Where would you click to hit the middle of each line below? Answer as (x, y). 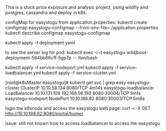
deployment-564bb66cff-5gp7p (38, 58)
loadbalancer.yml (23, 73)
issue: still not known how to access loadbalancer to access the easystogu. (83, 123)
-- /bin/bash (85, 58)
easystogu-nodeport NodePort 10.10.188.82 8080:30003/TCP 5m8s (75, 98)
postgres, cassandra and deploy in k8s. (46, 13)
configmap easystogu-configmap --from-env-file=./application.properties (82, 28)
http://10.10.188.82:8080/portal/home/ (44, 113)
